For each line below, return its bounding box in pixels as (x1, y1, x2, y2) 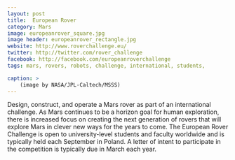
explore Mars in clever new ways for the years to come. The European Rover (7, 123, 229, 131)
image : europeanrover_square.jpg (7, 29, 105, 37)
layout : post (7, 10, 46, 17)
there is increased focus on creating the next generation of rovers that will (7, 115, 222, 124)
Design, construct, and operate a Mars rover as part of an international (7, 101, 212, 109)
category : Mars (7, 23, 52, 30)
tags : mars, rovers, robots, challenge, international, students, (7, 62, 206, 69)
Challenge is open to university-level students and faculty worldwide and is (7, 130, 224, 138)
